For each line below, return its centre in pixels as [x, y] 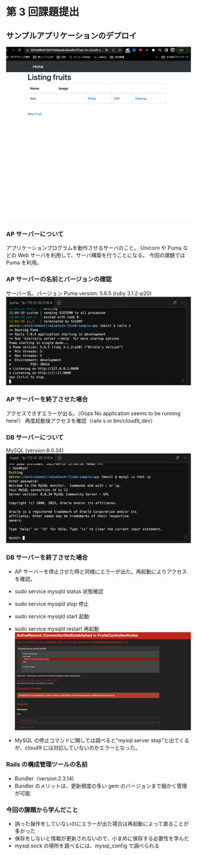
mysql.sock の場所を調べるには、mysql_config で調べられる [87, 846]
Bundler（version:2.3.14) [44, 778]
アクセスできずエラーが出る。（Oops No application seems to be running [93, 413]
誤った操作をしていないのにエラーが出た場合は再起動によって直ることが [102, 823]
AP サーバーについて [35, 234]
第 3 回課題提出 [43, 12]
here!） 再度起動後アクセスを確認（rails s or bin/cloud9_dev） [81, 420]
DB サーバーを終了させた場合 [47, 557]
